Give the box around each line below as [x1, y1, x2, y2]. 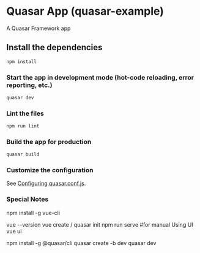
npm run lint [6, 123, 40, 129]
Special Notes [6, 195, 49, 203]
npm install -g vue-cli [6, 209, 60, 216]
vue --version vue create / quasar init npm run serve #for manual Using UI [6, 221, 194, 228]
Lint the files [6, 109, 44, 118]
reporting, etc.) [6, 81, 53, 89]
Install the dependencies [6, 42, 103, 53]
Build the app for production [6, 137, 92, 146]
